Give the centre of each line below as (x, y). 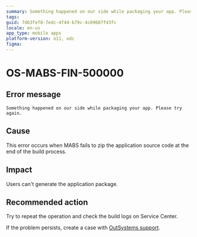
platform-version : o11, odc (40, 39)
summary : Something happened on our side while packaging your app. (91, 11)
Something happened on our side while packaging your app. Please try (94, 108)
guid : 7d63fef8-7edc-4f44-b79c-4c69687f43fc (61, 22)
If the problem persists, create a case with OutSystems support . (83, 228)
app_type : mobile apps (34, 33)
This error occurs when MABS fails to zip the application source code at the (98, 145)
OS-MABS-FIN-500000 (65, 73)
